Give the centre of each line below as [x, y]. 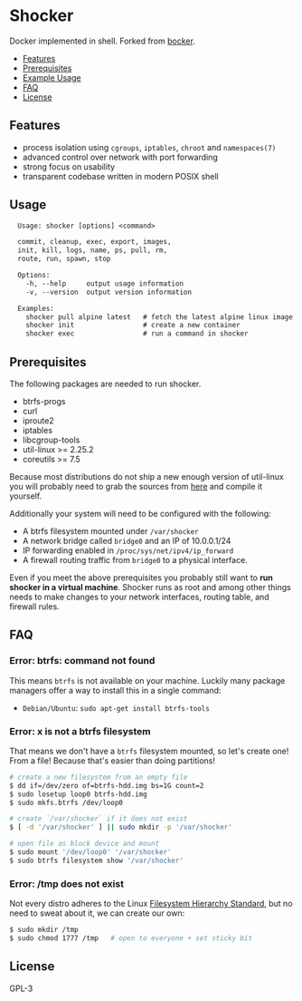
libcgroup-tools [51, 440]
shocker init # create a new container [133, 326]
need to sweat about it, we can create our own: [97, 913]
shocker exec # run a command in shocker [137, 334]
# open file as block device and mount [85, 844]
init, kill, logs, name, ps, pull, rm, [93, 250]
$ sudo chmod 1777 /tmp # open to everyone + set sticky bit [131, 938]
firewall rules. [35, 607]
